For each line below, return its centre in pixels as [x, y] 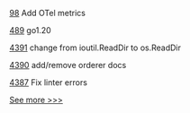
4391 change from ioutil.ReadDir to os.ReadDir [95, 48]
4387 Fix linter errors [49, 83]
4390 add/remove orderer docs [68, 65]
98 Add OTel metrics [47, 13]
